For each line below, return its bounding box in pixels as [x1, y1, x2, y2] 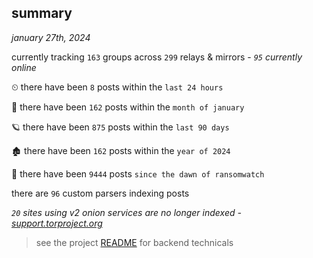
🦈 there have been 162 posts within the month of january [11, 101, 245, 113]
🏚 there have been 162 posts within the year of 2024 [11, 144, 231, 156]
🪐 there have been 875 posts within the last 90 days [11, 121, 230, 133]
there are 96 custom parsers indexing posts [11, 187, 190, 199]
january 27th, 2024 [11, 31, 91, 43]
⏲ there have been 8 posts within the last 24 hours [11, 81, 224, 93]
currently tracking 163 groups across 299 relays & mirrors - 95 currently [11, 51, 303, 63]
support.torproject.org [11, 217, 103, 229]
